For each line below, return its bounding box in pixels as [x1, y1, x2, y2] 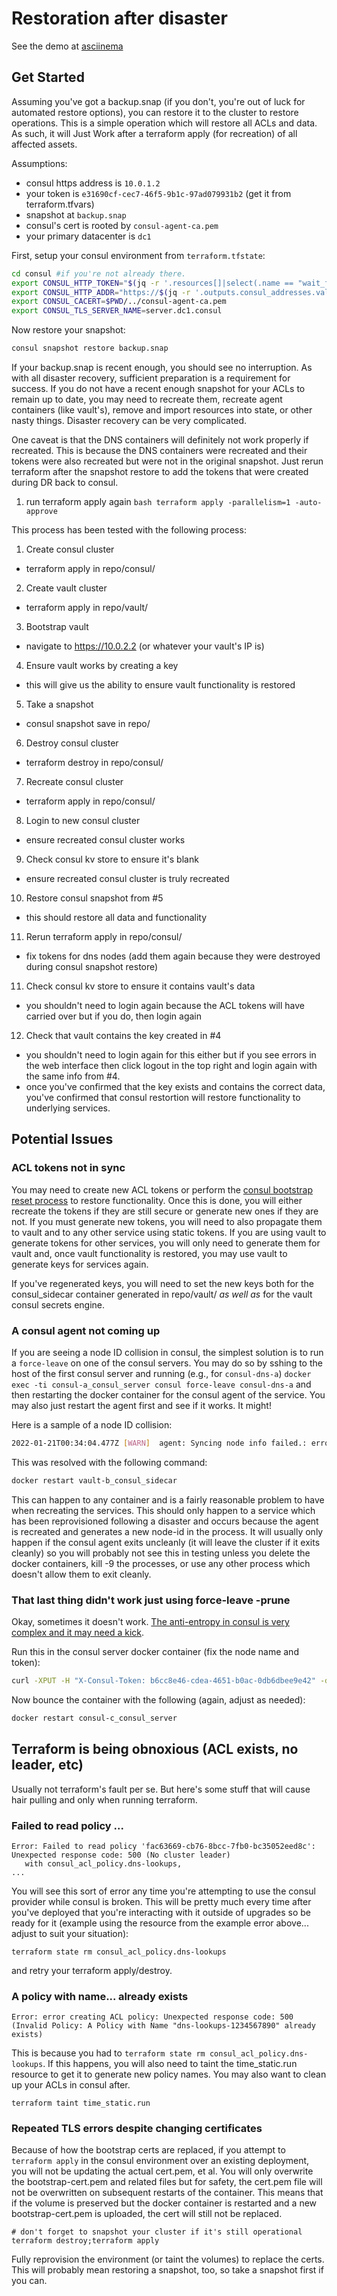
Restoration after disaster [11, 7, 228, 30]
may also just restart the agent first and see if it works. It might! [11, 1399, 272, 1411]
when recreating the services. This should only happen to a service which [11, 1504, 316, 1516]
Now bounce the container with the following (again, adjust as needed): [11, 1693, 306, 1706]
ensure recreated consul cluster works [25, 834, 186, 846]
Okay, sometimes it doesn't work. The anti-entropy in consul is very [11, 1616, 290, 1628]
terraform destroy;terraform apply [11, 2236, 160, 2246]
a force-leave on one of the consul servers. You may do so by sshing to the [11, 1357, 323, 1369]
